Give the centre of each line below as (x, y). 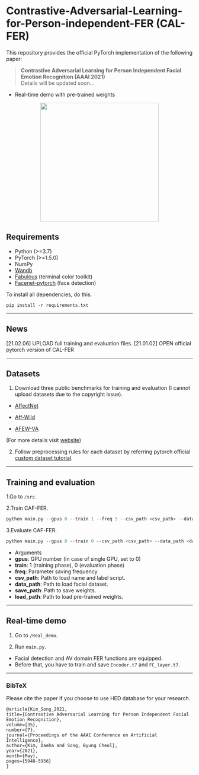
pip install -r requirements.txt (47, 305)
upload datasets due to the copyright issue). (69, 394)
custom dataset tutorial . (44, 458)
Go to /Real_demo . (36, 635)
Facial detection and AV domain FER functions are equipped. (89, 658)
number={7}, (21, 730)
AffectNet (26, 406)
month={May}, (22, 756)
